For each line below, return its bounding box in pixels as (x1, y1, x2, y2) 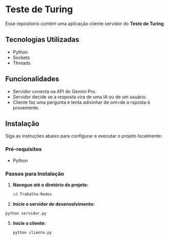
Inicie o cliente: (12, 220, 46, 226)
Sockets (12, 54, 30, 60)
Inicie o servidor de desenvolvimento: (12, 201, 95, 207)
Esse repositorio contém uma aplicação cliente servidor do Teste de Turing (5, 20, 164, 27)
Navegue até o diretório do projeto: (12, 182, 88, 188)
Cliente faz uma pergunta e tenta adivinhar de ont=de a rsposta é (12, 99, 151, 105)
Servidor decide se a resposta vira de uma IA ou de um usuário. (12, 94, 147, 100)
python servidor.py (5, 211, 47, 216)
